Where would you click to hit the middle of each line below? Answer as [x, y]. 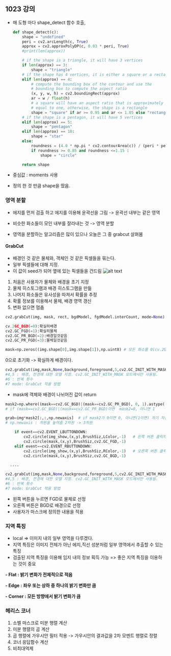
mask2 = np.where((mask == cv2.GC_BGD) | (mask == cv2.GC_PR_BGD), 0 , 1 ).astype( [85, 404]
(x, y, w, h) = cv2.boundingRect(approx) [76, 93]
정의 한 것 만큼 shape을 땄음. [41, 186]
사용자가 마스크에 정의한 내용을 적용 [48, 511]
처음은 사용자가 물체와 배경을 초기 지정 [51, 282]
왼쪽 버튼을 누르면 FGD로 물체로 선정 [49, 499]
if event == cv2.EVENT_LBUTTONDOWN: [51, 432]
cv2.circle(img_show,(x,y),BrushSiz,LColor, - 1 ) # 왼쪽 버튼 [89, 437]
